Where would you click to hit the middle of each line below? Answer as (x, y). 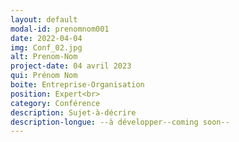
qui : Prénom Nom (44, 76)
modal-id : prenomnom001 (60, 29)
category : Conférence (55, 103)
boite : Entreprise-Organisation (77, 85)
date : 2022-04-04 (46, 38)
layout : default (44, 19)
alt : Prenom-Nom (44, 57)
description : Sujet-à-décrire (73, 112)
